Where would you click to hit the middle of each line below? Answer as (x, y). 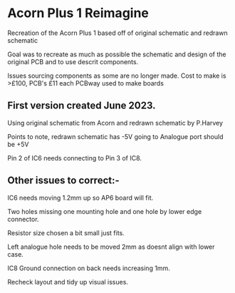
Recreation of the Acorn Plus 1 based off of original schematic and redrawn (117, 33)
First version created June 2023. (82, 106)
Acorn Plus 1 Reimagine (78, 13)
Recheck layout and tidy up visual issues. (68, 282)
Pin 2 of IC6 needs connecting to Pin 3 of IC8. (75, 158)
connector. (23, 219)
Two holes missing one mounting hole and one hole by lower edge (105, 211)
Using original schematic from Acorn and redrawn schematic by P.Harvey (115, 123)
